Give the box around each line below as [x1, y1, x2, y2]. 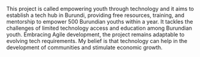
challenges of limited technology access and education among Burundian [6, 24, 192, 32]
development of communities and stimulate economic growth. [6, 44, 163, 51]
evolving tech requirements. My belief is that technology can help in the [6, 38, 188, 44]
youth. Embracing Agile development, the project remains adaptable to [6, 31, 185, 38]
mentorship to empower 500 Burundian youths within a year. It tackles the [6, 18, 193, 25]
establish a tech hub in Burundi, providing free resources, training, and [6, 12, 185, 19]
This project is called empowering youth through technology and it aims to [6, 5, 194, 12]
